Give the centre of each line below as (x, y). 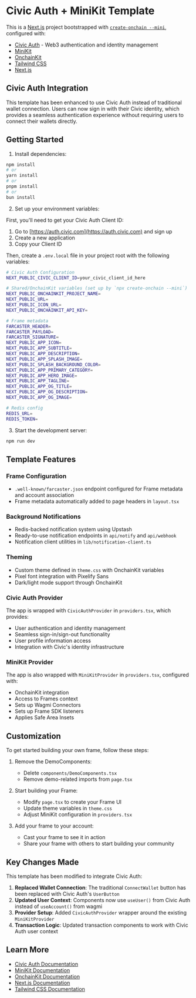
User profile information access (53, 641)
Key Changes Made (43, 862)
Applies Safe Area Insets (44, 717)
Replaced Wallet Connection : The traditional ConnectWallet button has (100, 887)
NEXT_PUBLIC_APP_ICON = (34, 343)
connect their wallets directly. (42, 121)
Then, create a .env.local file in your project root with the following (88, 255)
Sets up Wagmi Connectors (48, 705)
